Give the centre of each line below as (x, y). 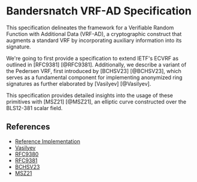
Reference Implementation (48, 141)
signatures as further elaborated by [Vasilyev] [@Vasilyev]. (79, 84)
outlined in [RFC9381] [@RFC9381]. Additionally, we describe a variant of (96, 65)
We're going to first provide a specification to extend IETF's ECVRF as (92, 58)
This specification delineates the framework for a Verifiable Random (90, 28)
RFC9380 (27, 154)
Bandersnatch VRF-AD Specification (99, 11)
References (28, 127)
